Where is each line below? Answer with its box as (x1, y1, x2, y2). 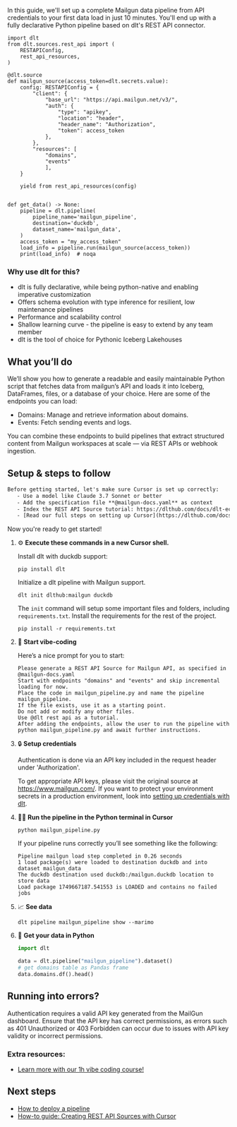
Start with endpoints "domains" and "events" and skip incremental (17, 677, 220, 685)
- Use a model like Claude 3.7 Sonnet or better (16, 492, 162, 499)
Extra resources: (7, 1049, 66, 1059)
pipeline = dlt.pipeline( (20, 207, 97, 214)
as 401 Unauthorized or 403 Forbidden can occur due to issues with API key (7, 1024, 229, 1032)
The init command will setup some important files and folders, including (17, 604, 230, 613)
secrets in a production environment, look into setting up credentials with (17, 792, 230, 800)
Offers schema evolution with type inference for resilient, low (17, 298, 195, 306)
